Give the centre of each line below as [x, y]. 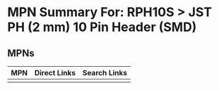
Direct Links [55, 73]
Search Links [105, 73]
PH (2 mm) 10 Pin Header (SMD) [102, 27]
